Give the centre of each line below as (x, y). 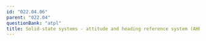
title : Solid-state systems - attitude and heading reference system (97, 29)
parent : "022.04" (29, 17)
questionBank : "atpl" (34, 23)
